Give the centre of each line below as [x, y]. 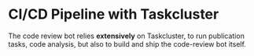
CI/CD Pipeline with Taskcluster [114, 14]
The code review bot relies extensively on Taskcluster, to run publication [127, 36]
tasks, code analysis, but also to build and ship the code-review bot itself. [127, 44]
